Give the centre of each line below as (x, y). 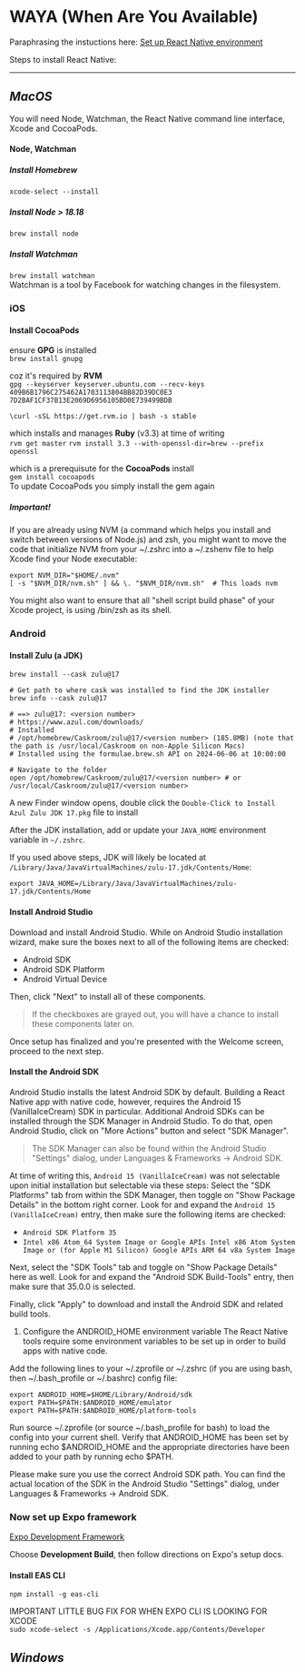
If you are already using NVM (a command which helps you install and (140, 530)
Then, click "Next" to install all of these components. (108, 996)
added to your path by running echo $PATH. (92, 1456)
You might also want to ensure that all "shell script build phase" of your (142, 600)
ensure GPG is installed (53, 350)
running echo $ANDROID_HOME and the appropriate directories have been (150, 1446)
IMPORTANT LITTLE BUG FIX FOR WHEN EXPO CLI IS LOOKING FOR (138, 1611)
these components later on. (83, 1023)
